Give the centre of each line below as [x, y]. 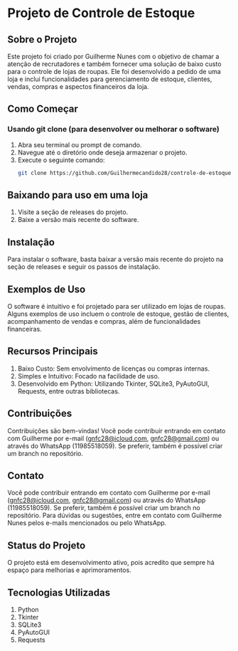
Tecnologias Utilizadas [59, 592]
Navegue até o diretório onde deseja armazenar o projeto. [102, 152]
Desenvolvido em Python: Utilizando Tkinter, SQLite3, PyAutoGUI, [113, 383]
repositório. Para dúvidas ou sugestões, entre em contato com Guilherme [115, 515]
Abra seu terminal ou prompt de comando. [80, 144]
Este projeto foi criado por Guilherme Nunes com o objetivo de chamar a [113, 56]
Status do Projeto [47, 545]
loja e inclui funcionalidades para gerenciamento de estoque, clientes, [110, 79]
